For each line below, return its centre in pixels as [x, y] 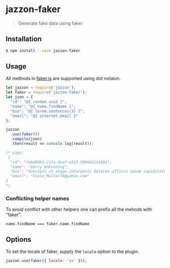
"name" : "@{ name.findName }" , [43, 106]
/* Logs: [15, 153]
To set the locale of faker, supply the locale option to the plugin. [72, 252]
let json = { [19, 97]
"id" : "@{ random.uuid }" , [39, 102]
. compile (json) [26, 139]
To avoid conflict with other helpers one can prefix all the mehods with [79, 210]
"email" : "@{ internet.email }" [44, 116]
